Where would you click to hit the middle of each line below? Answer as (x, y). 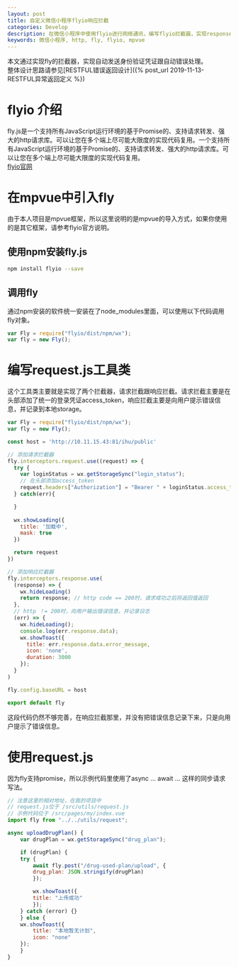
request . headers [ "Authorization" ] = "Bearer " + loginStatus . (114, 488)
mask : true (36, 533)
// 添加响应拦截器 (31, 572)
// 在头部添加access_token (57, 481)
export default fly (36, 703)
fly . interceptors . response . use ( (55, 578)
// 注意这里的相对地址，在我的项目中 (54, 801)
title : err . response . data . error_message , (88, 644)
